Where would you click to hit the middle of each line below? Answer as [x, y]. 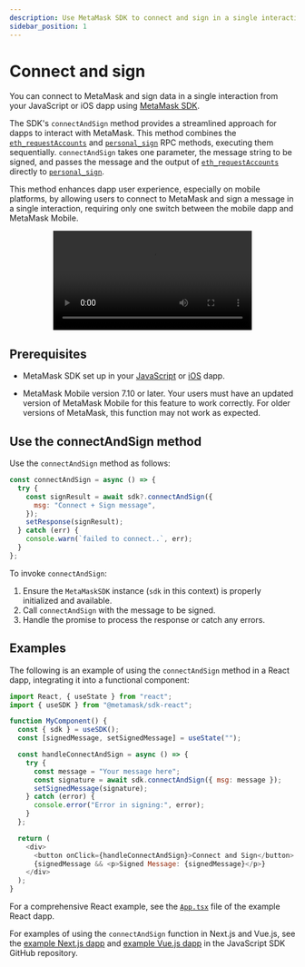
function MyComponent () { [58, 721]
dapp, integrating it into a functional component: [99, 680]
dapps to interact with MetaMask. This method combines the [123, 133]
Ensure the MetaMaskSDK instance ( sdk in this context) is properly [142, 590]
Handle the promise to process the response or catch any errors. [144, 619]
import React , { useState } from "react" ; [91, 696]
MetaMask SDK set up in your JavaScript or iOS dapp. [123, 376]
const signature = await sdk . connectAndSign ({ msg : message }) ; [157, 780]
